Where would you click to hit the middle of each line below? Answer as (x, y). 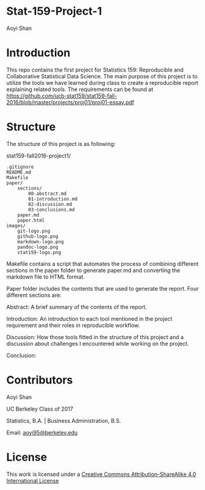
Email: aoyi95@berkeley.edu (42, 433)
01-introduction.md (53, 199)
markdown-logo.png (41, 242)
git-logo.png (34, 231)
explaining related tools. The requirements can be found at (80, 89)
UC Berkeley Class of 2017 (40, 409)
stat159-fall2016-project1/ (39, 155)
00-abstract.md (48, 194)
